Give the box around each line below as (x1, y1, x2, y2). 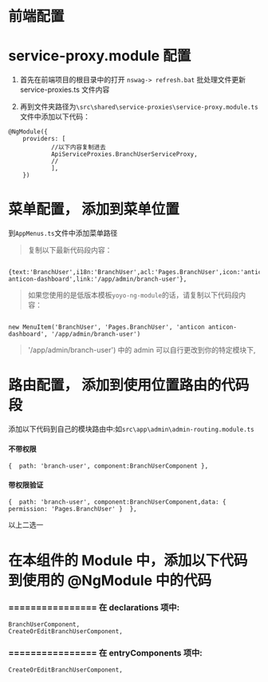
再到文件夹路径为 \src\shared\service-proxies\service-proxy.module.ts (19, 102, 258, 112)
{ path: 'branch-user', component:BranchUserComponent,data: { (8, 498, 227, 506)
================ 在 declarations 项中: (8, 601, 180, 612)
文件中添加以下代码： (19, 112, 90, 122)
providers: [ (22, 135, 66, 143)
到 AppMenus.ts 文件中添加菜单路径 (8, 229, 118, 238)
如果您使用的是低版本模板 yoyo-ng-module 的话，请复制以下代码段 (27, 290, 239, 300)
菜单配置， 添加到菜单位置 (8, 201, 179, 218)
